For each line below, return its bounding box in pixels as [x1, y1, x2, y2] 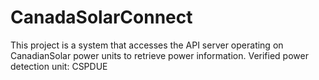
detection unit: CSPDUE [10, 60, 108, 72]
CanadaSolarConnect [10, 6, 193, 29]
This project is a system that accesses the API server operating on [10, 39, 284, 51]
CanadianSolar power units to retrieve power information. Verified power [10, 49, 309, 61]
